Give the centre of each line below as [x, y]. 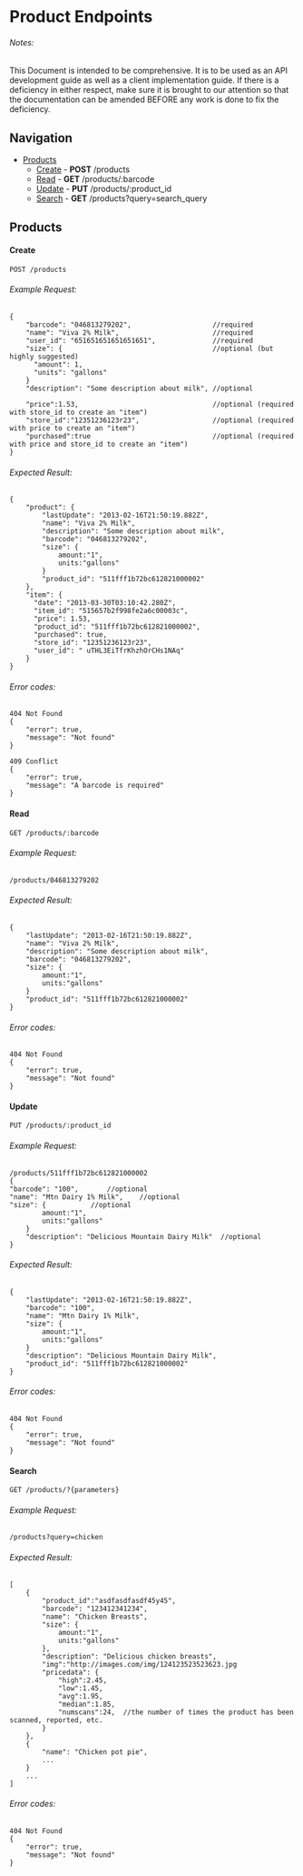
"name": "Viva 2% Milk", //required [140, 333]
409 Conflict [34, 761]
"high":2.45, [82, 1680]
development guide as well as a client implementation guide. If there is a [144, 80]
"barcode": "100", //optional [78, 1189]
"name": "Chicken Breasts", [95, 1617]
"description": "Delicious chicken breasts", [130, 1656]
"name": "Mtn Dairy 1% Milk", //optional [95, 1197]
